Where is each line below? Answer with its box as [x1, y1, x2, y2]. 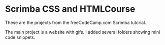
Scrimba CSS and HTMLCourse [5, 3, 135, 15]
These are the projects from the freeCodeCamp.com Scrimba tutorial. [5, 20, 146, 25]
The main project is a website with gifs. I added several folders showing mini [5, 29, 160, 35]
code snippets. [5, 34, 35, 40]
